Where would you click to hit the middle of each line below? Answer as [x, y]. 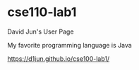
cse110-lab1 [42, 12]
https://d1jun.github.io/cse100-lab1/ [59, 58]
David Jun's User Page [41, 31]
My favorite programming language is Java [69, 45]
